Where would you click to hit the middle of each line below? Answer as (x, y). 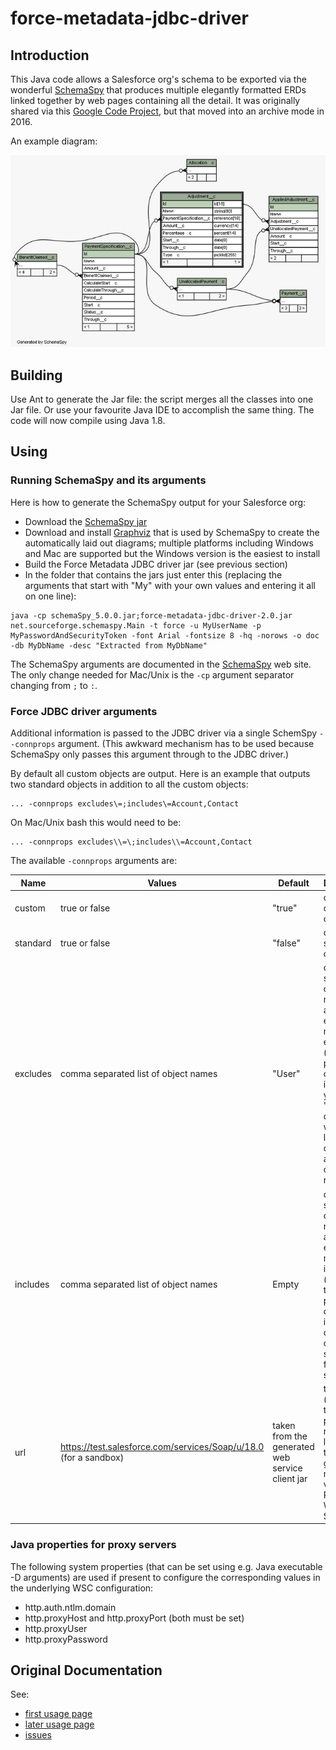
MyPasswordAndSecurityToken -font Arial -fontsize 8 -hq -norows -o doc (165, 635)
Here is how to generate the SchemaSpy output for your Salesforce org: (158, 502)
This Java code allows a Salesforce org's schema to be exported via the (158, 79)
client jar (290, 1479)
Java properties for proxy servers (93, 1545)
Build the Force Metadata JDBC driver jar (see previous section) (156, 564)
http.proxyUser (56, 1628)
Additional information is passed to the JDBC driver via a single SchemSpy (164, 733)
